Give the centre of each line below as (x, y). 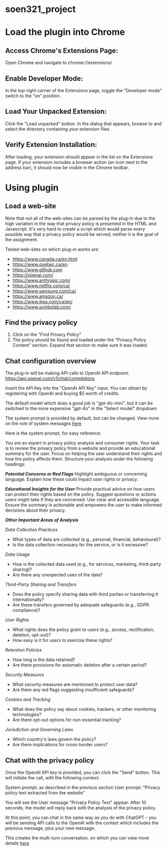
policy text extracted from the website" (45, 793)
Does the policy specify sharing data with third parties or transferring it (85, 594)
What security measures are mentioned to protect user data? (75, 685)
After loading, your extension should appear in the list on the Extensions (79, 157)
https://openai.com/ (33, 275)
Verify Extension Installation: (51, 145)
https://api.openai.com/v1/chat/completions (50, 378)
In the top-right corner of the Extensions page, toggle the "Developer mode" (83, 90)
